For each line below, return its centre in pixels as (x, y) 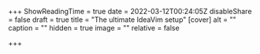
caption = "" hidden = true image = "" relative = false (94, 28)
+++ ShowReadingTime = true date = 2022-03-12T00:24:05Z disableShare (130, 11)
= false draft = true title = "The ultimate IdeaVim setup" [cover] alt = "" (122, 20)
